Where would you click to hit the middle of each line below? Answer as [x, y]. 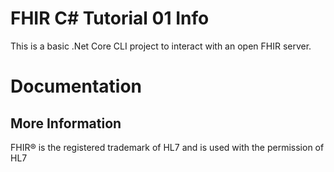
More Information [66, 123]
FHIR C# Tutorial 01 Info [110, 18]
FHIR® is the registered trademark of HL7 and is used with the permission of [167, 147]
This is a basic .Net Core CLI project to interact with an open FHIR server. [161, 46]
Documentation [76, 86]
